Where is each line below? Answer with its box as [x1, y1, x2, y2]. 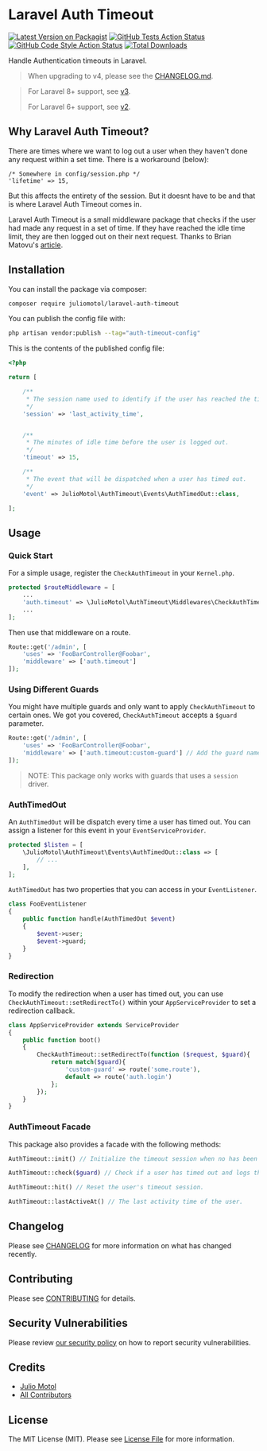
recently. [8, 1249, 37, 1259]
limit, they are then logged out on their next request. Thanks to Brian [8, 231, 232, 241]
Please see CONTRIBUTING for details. [8, 1294, 137, 1303]
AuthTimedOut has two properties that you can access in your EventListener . [8, 885, 257, 894]
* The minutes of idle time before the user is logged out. [25, 439, 229, 447]
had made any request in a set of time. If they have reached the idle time [8, 223, 246, 232]
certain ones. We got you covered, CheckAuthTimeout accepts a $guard [8, 710, 238, 720]
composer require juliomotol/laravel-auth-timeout [8, 300, 180, 308]
